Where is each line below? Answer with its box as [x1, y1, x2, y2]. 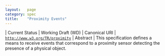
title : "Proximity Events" [5, 16, 67, 21]
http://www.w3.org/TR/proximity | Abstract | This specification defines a [5, 35, 152, 41]
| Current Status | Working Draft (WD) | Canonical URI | [5, 30, 116, 36]
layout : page [5, 7, 36, 12]
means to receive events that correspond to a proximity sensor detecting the [5, 40, 160, 46]
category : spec [5, 12, 36, 17]
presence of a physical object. [5, 45, 66, 52]
